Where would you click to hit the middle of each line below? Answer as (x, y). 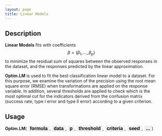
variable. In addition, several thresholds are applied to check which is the (78, 91)
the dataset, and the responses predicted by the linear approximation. (74, 67)
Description (23, 34)
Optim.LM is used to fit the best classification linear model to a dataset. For (80, 76)
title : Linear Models (27, 14)
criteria (115, 128)
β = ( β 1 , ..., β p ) (81, 53)
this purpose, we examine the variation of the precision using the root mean (80, 81)
